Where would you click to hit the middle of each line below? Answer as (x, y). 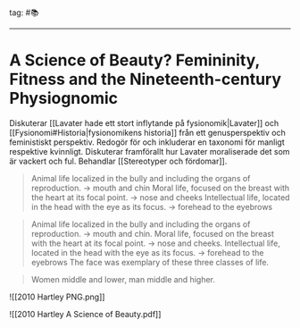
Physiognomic (64, 99)
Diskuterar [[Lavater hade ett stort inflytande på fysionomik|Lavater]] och (144, 122)
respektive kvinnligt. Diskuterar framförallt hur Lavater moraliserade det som (150, 151)
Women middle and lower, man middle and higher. (123, 279)
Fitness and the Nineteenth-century (146, 80)
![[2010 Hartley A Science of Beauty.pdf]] (85, 314)
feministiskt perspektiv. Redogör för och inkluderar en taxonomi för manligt (147, 142)
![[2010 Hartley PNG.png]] (57, 297)
